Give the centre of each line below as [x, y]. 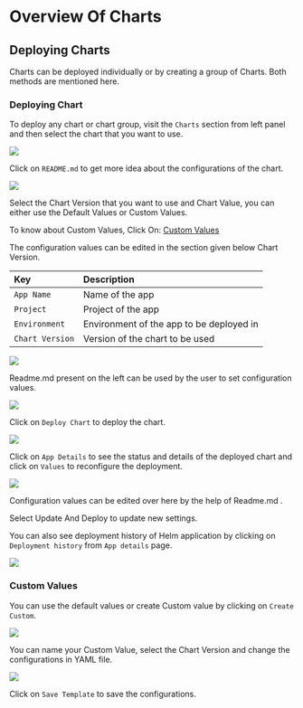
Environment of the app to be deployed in [171, 325]
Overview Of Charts [85, 17]
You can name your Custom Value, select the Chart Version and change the [150, 649]
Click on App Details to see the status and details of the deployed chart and [151, 457]
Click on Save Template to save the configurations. [103, 694]
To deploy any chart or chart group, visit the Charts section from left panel [147, 125]
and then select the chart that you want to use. [96, 134]
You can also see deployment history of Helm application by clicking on [142, 536]
